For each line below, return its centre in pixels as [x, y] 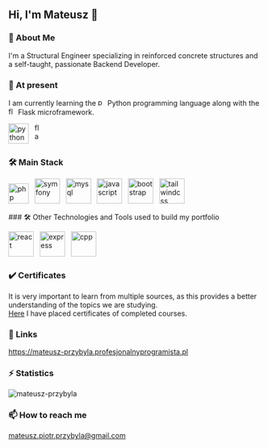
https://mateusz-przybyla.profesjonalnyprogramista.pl [98, 351]
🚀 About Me [32, 38]
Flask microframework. [56, 112]
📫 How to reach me [48, 415]
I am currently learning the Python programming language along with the [134, 103]
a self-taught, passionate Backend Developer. [84, 64]
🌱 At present [33, 85]
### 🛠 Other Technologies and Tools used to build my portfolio [114, 217]
